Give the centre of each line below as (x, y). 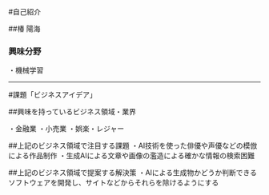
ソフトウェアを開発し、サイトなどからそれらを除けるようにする (114, 183)
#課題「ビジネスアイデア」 (53, 95)
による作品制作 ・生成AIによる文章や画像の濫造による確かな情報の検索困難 (132, 156)
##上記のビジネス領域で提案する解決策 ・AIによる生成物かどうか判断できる (133, 173)
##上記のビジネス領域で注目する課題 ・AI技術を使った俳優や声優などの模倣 (133, 145)
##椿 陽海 (24, 29)
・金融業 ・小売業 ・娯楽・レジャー (66, 129)
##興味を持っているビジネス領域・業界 (72, 112)
